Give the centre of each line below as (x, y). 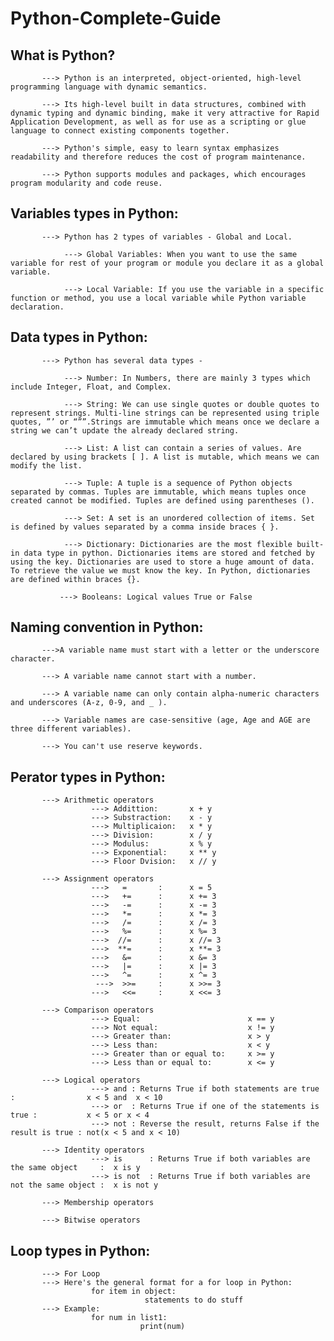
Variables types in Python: (94, 213)
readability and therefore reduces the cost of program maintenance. (158, 157)
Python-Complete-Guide (116, 18)
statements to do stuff (194, 1300)
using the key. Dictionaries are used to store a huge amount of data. (162, 562)
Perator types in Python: (88, 777)
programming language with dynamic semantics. (109, 87)
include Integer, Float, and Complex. (91, 387)
